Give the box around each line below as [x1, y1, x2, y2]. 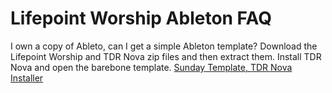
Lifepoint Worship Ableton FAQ [10, 7, 272, 30]
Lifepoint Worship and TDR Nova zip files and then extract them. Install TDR [10, 50, 322, 62]
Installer [10, 72, 44, 84]
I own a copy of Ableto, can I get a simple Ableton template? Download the [10, 40, 318, 52]
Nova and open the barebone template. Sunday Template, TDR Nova [10, 61, 293, 73]
